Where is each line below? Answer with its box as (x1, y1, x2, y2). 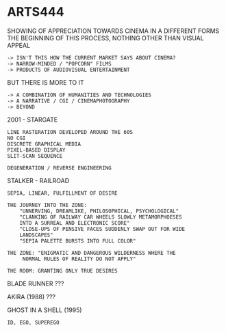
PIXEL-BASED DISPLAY (7, 146, 66, 154)
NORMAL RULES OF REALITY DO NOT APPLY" (22, 255, 136, 262)
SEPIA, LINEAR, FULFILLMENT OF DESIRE (7, 189, 118, 197)
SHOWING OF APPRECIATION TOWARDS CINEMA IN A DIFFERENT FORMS (7, 27, 220, 35)
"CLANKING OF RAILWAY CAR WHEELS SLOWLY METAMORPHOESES (19, 213, 183, 221)
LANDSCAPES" (19, 232, 53, 238)
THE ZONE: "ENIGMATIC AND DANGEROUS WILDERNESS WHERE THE (7, 249, 176, 256)
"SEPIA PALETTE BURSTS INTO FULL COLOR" (19, 237, 136, 245)
